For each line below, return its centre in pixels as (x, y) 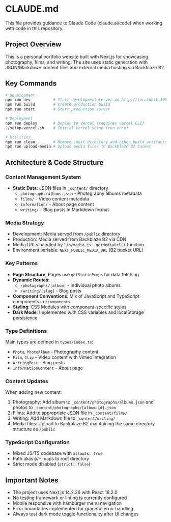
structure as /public (34, 429)
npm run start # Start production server (58, 109)
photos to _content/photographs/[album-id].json (64, 408)
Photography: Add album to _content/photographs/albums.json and (83, 402)
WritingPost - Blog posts (39, 362)
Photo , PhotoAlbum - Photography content (55, 352)
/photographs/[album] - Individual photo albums (70, 285)
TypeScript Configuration (37, 442)
